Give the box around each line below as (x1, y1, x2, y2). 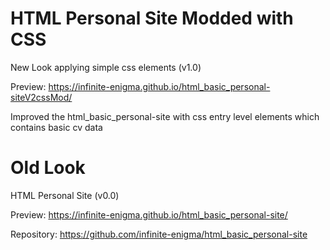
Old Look (10, 157, 86, 179)
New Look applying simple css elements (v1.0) (10, 61, 202, 73)
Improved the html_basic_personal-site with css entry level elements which (10, 110, 320, 122)
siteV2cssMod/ (10, 91, 73, 103)
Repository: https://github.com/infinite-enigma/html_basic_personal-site (10, 228, 308, 240)
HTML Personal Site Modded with (10, 7, 294, 30)
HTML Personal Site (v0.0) (10, 189, 120, 201)
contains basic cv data (10, 121, 103, 133)
